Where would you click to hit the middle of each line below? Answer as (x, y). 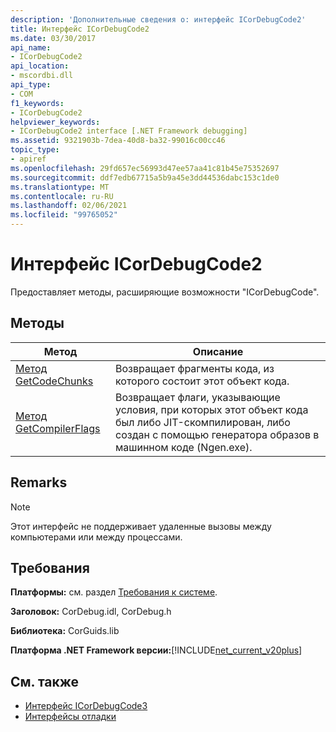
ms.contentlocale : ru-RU (62, 196)
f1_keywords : (37, 103)
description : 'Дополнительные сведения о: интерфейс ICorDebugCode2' (158, 19)
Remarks (39, 482)
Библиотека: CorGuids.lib (65, 631)
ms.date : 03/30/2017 (53, 38)
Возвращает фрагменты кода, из (195, 368)
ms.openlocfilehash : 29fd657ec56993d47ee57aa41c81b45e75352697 (145, 168)
